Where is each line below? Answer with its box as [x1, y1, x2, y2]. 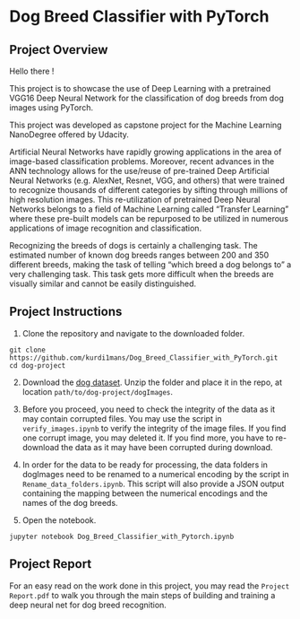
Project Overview [9, 42, 108, 57]
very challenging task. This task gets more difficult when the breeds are [9, 269, 275, 279]
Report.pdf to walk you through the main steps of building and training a [9, 589, 276, 600]
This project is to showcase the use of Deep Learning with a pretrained [9, 83, 271, 93]
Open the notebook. [21, 514, 97, 526]
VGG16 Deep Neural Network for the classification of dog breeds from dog [9, 92, 285, 103]
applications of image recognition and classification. [9, 222, 202, 233]
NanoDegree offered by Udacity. [9, 129, 130, 140]
